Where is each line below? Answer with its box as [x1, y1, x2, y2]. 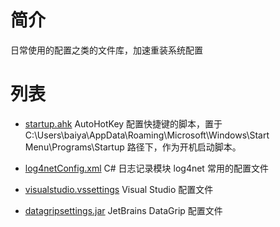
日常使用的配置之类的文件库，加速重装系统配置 [10, 44, 203, 56]
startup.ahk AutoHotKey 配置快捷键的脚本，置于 [24, 117, 223, 130]
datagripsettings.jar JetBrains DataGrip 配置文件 [24, 204, 223, 216]
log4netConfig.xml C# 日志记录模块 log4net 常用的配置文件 [24, 162, 269, 174]
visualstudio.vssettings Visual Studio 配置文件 [24, 183, 214, 195]
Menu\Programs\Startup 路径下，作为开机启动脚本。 [24, 141, 242, 153]
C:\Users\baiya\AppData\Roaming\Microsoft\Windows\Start [24, 129, 270, 141]
